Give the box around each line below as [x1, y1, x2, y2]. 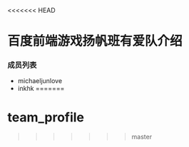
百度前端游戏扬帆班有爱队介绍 [7, 33, 183, 49]
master [131, 133, 152, 141]
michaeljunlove [17, 77, 63, 85]
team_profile [7, 109, 84, 125]
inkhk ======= [17, 85, 65, 93]
